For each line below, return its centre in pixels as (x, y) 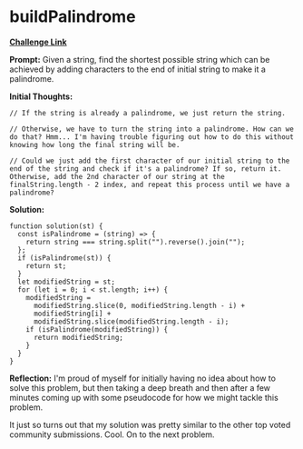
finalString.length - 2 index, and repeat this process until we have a (150, 185)
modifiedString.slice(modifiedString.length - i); (131, 321)
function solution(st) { (56, 226)
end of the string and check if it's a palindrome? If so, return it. (146, 169)
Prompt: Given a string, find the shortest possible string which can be (140, 59)
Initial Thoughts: (41, 96)
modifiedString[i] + (72, 314)
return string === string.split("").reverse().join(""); (136, 242)
